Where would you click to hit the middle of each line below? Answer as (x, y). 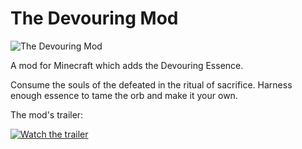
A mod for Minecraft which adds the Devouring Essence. (127, 65)
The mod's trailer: (47, 114)
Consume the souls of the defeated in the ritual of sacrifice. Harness (151, 84)
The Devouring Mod (94, 18)
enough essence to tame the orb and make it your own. (124, 95)
